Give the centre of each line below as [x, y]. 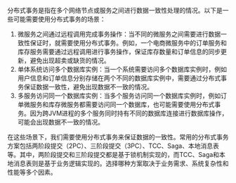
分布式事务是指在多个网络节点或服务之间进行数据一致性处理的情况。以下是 [115, 10]
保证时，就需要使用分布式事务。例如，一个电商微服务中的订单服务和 [128, 43]
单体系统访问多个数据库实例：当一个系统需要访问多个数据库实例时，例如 [122, 69]
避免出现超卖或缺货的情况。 [70, 61]
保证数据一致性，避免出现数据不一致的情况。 [88, 87]
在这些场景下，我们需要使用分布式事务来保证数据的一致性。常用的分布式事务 [118, 137]
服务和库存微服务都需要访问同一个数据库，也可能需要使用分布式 [122, 105]
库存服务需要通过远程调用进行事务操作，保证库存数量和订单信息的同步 [119, 52]
